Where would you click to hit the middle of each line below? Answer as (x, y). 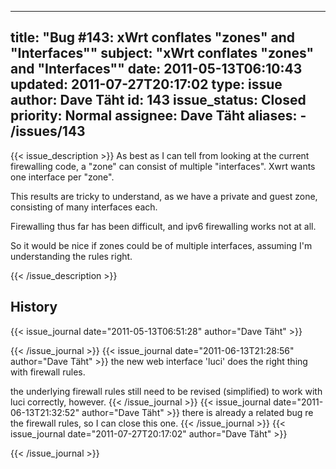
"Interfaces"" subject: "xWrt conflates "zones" (162, 53)
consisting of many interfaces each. (84, 207)
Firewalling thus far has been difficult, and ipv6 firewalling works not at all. (163, 226)
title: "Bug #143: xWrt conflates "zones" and (153, 37)
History (34, 307)
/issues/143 (48, 131)
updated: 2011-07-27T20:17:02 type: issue (146, 84)
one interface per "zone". (62, 177)
